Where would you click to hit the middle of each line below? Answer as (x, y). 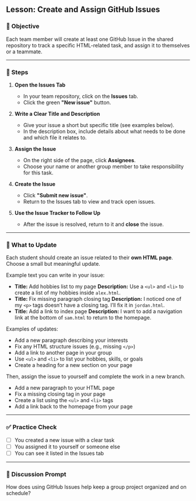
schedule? (18, 493)
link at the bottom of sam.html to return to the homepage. (83, 318)
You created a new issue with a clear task (64, 440)
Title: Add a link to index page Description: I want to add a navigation (98, 311)
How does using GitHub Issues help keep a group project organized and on (96, 487)
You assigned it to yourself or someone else (67, 447)
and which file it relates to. (55, 138)
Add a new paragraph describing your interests (71, 340)
